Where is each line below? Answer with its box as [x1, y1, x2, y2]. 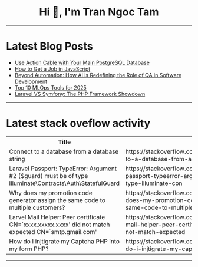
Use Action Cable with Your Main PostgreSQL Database [14, 59, 150, 66]
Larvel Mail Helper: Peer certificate [9, 213, 105, 221]
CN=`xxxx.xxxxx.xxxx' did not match [9, 220, 110, 229]
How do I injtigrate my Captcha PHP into [9, 237, 120, 245]
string [9, 154, 25, 163]
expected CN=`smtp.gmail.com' [9, 228, 97, 236]
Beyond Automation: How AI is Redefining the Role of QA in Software [14, 71, 181, 78]
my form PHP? [9, 245, 49, 253]
